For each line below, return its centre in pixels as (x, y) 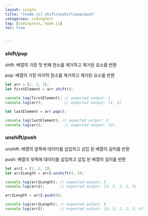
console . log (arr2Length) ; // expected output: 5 (56, 182)
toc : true (15, 28)
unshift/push (21, 137)
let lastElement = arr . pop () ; (36, 111)
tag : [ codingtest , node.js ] (34, 23)
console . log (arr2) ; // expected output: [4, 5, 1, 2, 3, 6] (74, 209)
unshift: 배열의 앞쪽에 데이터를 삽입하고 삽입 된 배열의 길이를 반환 (67, 149)
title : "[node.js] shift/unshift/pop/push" (50, 14)
